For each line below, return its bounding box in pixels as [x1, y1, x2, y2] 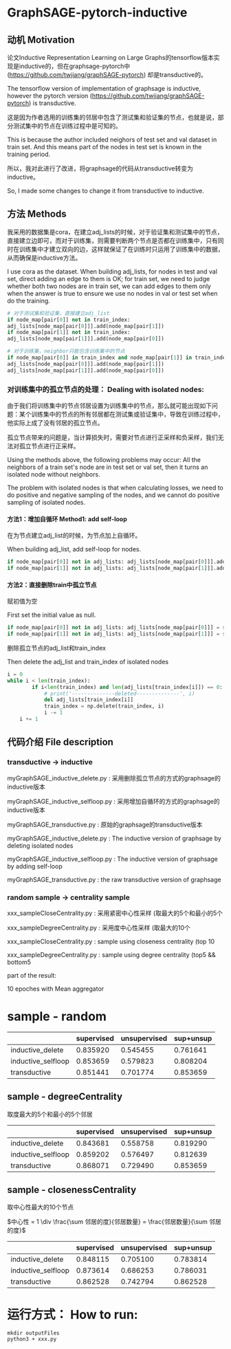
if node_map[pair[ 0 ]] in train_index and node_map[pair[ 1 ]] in [7, 354, 192, 362]
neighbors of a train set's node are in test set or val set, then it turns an [7, 463, 208, 471]
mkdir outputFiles [7, 1330, 60, 1337]
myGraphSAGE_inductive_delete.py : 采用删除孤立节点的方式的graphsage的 [7, 774, 221, 782]
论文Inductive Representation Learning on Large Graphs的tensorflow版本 [7, 54, 214, 61]
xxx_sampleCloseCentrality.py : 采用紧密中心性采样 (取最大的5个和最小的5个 [7, 909, 223, 917]
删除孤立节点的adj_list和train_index [7, 644, 107, 652]
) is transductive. [28, 99, 77, 107]
